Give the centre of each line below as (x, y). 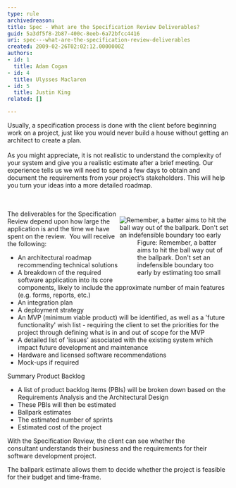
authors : (20, 54)
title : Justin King (42, 92)
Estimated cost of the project (60, 427)
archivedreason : (31, 20)
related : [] (25, 99)
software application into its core (65, 280)
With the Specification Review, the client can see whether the (96, 441)
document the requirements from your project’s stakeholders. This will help (116, 178)
